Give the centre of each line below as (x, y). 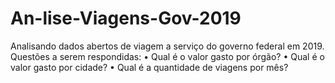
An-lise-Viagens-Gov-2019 (126, 18)
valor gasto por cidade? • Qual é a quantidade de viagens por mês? (149, 67)
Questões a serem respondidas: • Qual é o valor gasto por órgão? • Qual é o (167, 56)
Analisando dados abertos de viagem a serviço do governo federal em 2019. (167, 46)
